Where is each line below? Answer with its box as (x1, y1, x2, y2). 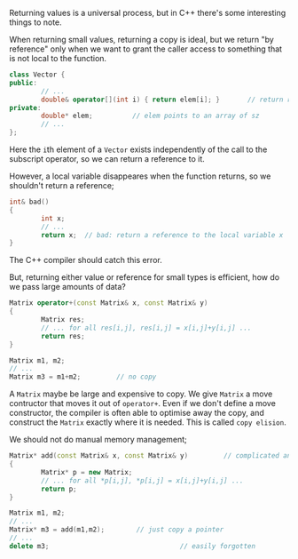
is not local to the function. (9, 53, 107, 63)
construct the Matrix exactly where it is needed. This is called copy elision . (9, 417, 286, 427)
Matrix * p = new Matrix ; (41, 467, 133, 476)
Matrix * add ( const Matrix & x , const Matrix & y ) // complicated (9, 451, 279, 460)
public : (9, 78, 38, 87)
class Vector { (9, 70, 66, 79)
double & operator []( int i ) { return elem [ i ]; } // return (41, 95, 284, 104)
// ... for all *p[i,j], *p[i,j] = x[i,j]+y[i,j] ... (41, 475, 244, 485)
